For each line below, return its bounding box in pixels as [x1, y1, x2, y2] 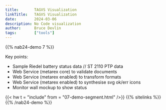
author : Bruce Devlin [5, 26, 61, 31]
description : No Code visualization [5, 21, 81, 26]
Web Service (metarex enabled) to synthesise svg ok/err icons [12, 79, 141, 85]
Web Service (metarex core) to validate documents [12, 69, 117, 75]
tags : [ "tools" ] [5, 30, 55, 35]
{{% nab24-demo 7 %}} [5, 44, 55, 50]
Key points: [5, 54, 28, 60]
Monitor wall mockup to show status [12, 85, 87, 90]
